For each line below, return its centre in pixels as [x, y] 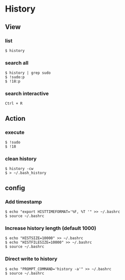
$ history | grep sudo [28, 73]
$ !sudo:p [15, 77]
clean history [21, 159]
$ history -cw [19, 169]
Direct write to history [31, 259]
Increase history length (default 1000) [51, 228]
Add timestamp [23, 201]
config [15, 188]
